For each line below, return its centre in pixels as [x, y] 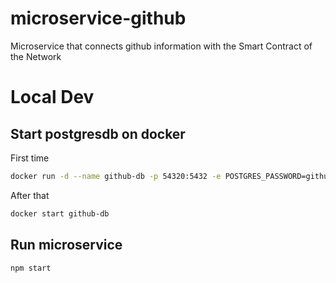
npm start [31, 268]
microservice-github [98, 18]
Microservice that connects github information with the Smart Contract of [161, 46]
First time [30, 158]
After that [30, 195]
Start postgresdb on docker [98, 133]
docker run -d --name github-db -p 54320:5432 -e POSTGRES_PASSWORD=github [171, 176]
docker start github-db [60, 213]
